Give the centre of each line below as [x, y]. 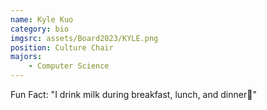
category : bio [40, 29]
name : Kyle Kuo [42, 19]
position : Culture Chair [62, 47]
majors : [26, 57]
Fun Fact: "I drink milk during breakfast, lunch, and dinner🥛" [133, 94]
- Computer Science [69, 66]
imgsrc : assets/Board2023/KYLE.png [84, 38]
